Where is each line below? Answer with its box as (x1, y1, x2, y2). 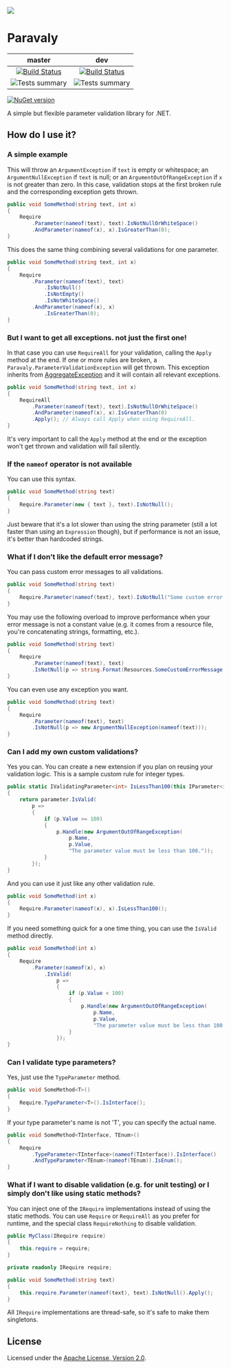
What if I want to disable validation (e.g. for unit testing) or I (7, 1180, 210, 1190)
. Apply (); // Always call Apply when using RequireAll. (32, 416, 195, 423)
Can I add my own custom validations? (7, 747, 139, 757)
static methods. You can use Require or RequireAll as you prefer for (7, 1212, 200, 1220)
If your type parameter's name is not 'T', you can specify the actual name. (7, 1118, 217, 1126)
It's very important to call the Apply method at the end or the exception (7, 435, 208, 443)
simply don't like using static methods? (7, 1189, 141, 1199)
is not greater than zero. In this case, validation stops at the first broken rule (7, 180, 222, 188)
